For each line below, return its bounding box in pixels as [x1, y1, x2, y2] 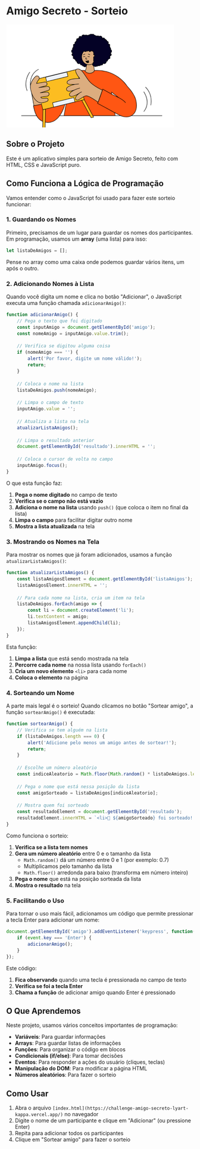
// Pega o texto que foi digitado [17, 317, 102, 324]
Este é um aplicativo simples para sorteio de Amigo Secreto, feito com [6, 155, 179, 162]
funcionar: [6, 201, 32, 208]
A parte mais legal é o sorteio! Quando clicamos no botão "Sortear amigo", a [6, 702, 193, 709]
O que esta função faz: [6, 479, 62, 487]
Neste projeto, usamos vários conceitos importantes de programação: [6, 1022, 178, 1029]
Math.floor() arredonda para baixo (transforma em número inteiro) [23, 868, 189, 876]
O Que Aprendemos [6, 1005, 82, 1016]
